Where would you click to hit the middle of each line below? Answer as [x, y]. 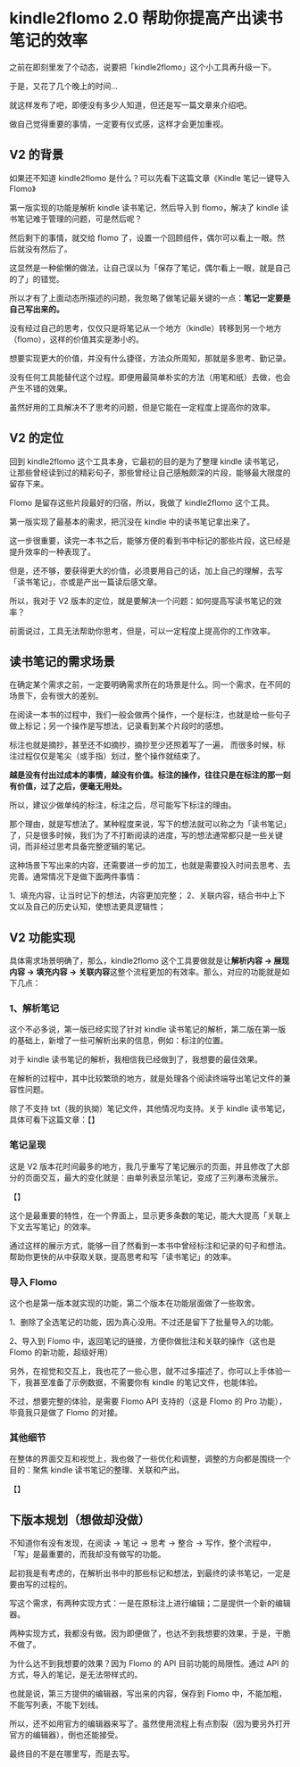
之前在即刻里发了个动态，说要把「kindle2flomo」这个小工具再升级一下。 [143, 67]
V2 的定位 [37, 438]
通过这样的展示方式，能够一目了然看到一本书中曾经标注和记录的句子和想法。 [150, 1245]
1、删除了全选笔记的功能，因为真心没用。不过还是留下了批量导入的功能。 [144, 1323]
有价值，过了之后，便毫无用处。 [68, 786]
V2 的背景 [37, 155]
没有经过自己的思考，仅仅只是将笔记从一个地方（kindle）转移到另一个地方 [146, 328]
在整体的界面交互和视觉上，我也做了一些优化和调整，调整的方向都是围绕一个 [150, 1459]
